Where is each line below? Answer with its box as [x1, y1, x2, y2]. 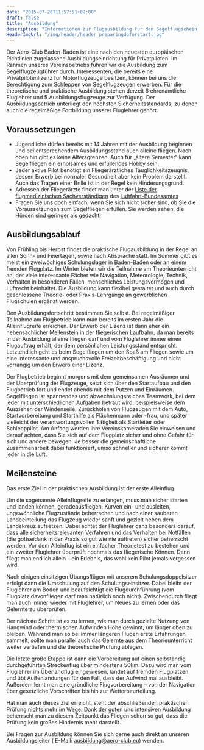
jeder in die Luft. [6, 451, 47, 458]
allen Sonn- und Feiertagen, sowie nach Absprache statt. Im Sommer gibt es [6, 252, 198, 259]
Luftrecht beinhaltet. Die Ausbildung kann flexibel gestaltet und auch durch [6, 284, 195, 291]
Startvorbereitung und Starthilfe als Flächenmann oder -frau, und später [6, 412, 188, 419]
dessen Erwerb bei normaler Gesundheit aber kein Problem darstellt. [15, 173, 188, 180]
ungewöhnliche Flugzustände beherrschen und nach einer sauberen [6, 509, 178, 516]
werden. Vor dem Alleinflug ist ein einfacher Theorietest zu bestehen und [6, 541, 190, 549]
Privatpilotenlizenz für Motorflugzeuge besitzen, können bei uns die [6, 74, 177, 82]
